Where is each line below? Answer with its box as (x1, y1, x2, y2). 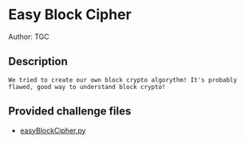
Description (8, 55, 68, 68)
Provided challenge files (8, 105, 132, 118)
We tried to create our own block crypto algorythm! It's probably (8, 75, 238, 84)
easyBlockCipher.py (19, 126, 86, 135)
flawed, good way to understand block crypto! (8, 83, 166, 91)
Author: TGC (8, 32, 49, 41)
